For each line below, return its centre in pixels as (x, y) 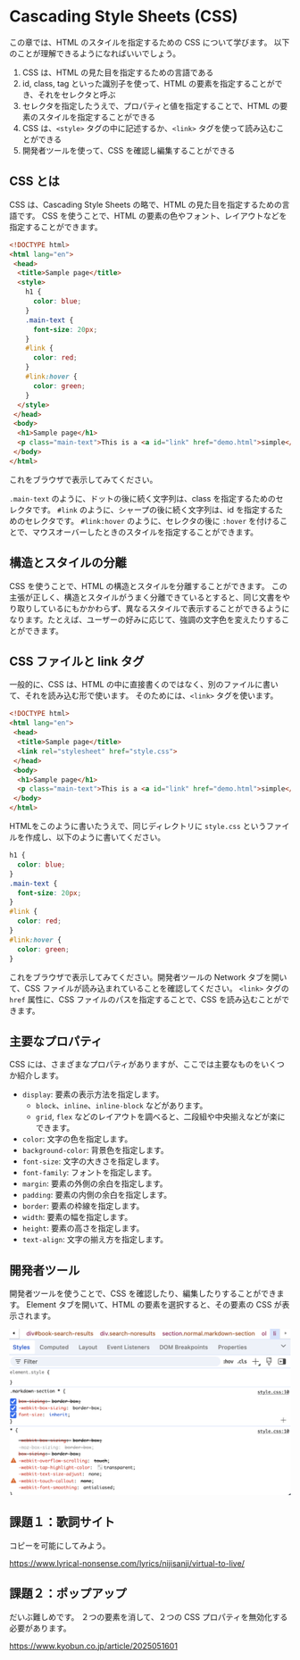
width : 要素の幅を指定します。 (77, 1217)
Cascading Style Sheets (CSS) (124, 17)
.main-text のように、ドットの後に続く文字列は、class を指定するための (143, 498)
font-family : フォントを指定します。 (89, 1173)
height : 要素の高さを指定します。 (83, 1228)
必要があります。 (40, 1628)
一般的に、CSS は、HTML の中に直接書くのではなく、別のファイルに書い (144, 685)
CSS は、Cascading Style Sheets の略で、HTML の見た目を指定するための (146, 204)
